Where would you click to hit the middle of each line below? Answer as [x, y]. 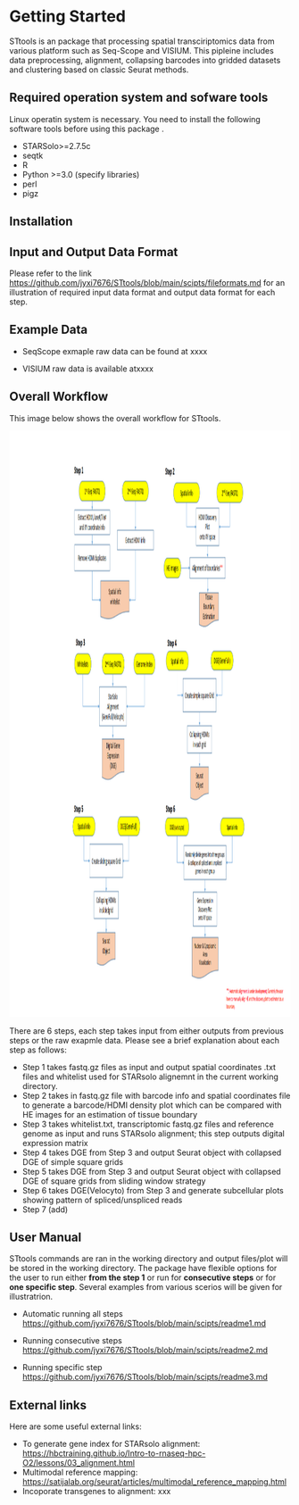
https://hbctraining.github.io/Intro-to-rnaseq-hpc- [114, 1453]
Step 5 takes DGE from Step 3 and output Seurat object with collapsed [151, 1171]
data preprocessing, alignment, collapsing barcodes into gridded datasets [145, 60]
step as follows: [38, 1050]
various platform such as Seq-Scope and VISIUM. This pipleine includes [141, 50]
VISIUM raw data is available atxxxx [88, 369]
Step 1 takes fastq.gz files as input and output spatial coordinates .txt [149, 1067]
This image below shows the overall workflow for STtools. [115, 418]
